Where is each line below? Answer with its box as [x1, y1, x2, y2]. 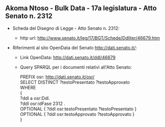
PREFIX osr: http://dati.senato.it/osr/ [20, 74, 95, 80]
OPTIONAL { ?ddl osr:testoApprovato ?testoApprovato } [20, 111, 135, 117]
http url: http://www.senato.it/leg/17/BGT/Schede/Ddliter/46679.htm [20, 35, 160, 41]
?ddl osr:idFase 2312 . [20, 100, 65, 106]
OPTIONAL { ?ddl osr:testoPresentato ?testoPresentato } [20, 105, 137, 112]
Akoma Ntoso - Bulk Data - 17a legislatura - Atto [5, 4, 157, 13]
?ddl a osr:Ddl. [20, 95, 50, 101]
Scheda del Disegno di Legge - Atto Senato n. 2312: [12, 25, 120, 31]
